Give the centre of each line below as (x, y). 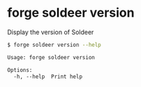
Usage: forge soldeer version (51, 57)
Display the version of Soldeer (51, 32)
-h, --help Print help (48, 77)
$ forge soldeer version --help (54, 45)
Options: (20, 70)
